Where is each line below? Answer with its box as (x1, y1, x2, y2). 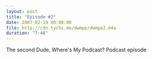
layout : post (6, 8, 38, 15)
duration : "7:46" (6, 30, 49, 36)
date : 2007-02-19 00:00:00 (6, 19, 72, 25)
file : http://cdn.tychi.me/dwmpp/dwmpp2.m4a (6, 25, 116, 31)
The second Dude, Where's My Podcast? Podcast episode (6, 46, 147, 53)
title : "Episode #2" (6, 14, 57, 20)
